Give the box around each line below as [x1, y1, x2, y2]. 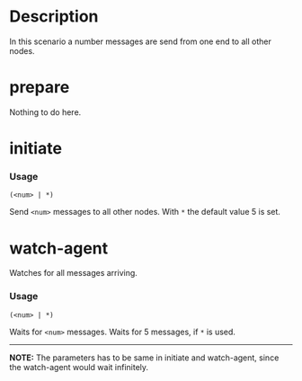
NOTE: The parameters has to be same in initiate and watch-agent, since [9, 352, 280, 363]
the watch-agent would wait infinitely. [9, 361, 149, 372]
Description [9, 6, 99, 27]
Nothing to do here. [9, 106, 82, 118]
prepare [9, 77, 70, 98]
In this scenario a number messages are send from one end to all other [9, 36, 271, 47]
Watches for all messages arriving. [9, 268, 138, 279]
